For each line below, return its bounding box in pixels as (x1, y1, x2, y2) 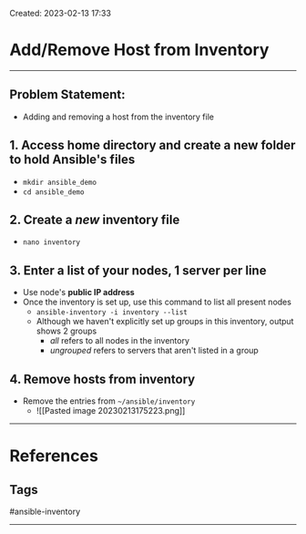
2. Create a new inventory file (9, 211, 180, 227)
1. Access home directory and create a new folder (9, 138, 296, 153)
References (9, 446, 98, 467)
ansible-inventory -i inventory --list (36, 308, 189, 317)
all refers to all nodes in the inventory (49, 335, 189, 346)
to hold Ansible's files (9, 152, 136, 168)
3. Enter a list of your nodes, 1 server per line (9, 262, 267, 278)
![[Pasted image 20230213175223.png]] (36, 406, 186, 416)
